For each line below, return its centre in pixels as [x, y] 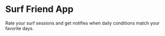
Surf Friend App [39, 9]
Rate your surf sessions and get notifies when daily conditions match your [82, 23]
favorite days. [19, 28]
